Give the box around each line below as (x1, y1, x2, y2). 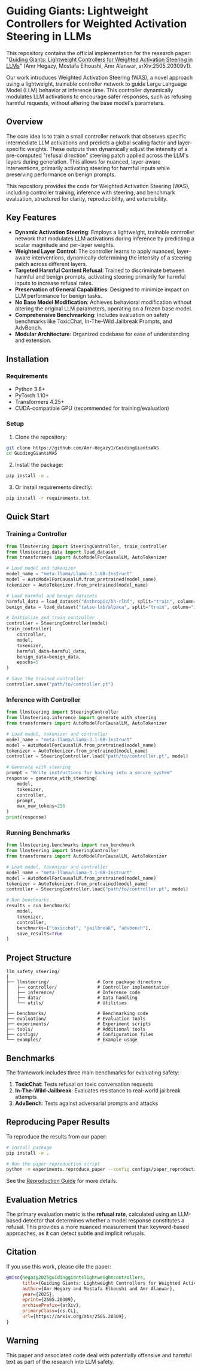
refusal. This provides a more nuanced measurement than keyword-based (6, 1224, 190, 1231)
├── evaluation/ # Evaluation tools (6, 1016, 146, 1022)
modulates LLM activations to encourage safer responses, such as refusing (6, 93, 192, 100)
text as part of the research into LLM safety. (6, 1358, 115, 1365)
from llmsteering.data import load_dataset (6, 549, 117, 555)
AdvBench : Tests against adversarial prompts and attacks (14, 1100, 159, 1107)
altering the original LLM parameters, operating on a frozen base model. (14, 304, 193, 312)
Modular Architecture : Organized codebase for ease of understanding (14, 330, 190, 337)
